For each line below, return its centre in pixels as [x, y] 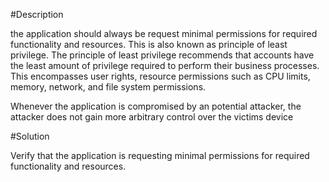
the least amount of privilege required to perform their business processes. [165, 65]
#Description [37, 14]
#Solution [30, 136]
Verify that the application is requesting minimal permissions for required [160, 155]
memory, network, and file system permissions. [108, 87]
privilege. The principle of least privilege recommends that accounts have [162, 55]
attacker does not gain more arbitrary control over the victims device [152, 117]
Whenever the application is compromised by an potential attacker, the [156, 106]
